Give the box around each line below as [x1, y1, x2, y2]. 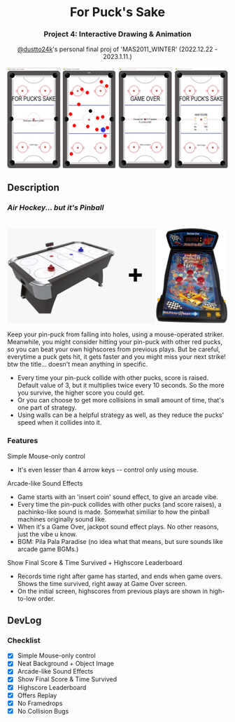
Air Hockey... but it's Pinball [7, 203, 104, 212]
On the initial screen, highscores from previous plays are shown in [17, 587, 208, 595]
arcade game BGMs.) [17, 545, 79, 553]
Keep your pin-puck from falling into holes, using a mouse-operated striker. [7, 330, 225, 339]
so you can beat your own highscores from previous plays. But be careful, [7, 345, 220, 354]
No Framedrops [17, 699, 63, 707]
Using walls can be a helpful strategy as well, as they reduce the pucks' [17, 411, 225, 419]
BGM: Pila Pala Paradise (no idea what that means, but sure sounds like [17, 537, 223, 545]
